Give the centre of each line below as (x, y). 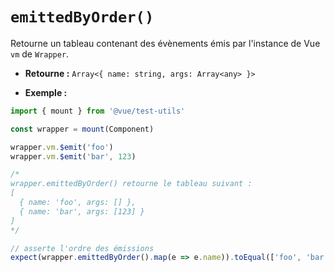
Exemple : (46, 92)
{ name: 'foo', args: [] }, (78, 203)
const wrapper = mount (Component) (82, 129)
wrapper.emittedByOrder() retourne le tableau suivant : (131, 184)
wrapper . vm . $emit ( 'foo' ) (62, 147)
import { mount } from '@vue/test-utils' (98, 111)
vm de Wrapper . (40, 54)
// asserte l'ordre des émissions (82, 248)
